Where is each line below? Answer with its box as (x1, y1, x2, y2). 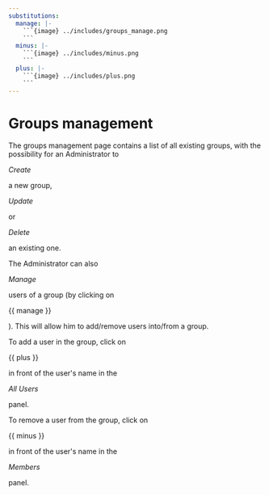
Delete (8, 228, 31, 237)
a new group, (8, 181, 53, 191)
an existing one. (8, 243, 61, 253)
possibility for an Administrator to (8, 149, 120, 159)
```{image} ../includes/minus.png (23, 49, 139, 57)
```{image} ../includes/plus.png (23, 72, 136, 80)
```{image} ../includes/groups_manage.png (23, 27, 168, 35)
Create (8, 165, 32, 174)
